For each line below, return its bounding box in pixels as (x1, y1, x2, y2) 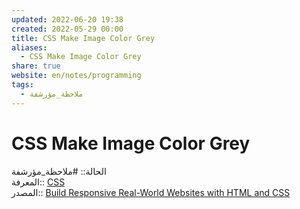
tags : (11, 80, 34, 90)
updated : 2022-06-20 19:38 (11, 14, 124, 25)
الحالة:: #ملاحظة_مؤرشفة (11, 165, 107, 177)
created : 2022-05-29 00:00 (11, 24, 124, 34)
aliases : (11, 42, 48, 53)
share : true (11, 61, 61, 71)
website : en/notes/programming (11, 71, 142, 81)
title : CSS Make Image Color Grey (11, 33, 156, 43)
